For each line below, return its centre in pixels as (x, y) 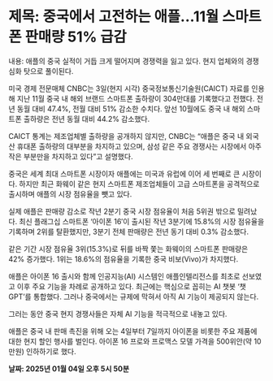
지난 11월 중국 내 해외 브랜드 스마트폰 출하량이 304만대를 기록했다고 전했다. (136, 98)
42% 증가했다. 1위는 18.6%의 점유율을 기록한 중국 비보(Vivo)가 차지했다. (123, 259)
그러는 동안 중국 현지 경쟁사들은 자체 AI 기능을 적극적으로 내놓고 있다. (118, 314)
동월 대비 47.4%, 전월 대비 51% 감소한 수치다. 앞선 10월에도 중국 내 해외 (131, 108)
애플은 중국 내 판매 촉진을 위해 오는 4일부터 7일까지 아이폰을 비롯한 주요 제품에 (133, 331)
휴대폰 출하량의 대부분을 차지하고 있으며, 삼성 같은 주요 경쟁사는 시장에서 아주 (139, 146)
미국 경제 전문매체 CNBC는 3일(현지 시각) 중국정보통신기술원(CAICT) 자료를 (129, 88)
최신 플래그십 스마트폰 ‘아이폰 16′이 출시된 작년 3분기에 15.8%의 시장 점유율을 (142, 221)
